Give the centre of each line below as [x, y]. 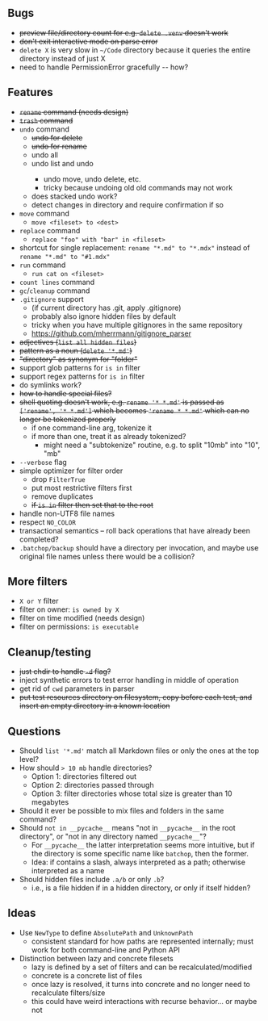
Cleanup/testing [50, 652]
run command [42, 265]
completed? [39, 539]
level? [29, 759]
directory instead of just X [62, 58]
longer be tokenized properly [67, 419]
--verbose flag [43, 462]
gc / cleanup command [54, 291]
